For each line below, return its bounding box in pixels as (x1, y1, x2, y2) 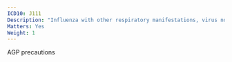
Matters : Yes (7, 23, 45, 30)
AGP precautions (7, 48, 55, 56)
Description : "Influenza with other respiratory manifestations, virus (7, 17, 217, 23)
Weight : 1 (7, 29, 36, 37)
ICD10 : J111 (7, 10, 41, 17)
